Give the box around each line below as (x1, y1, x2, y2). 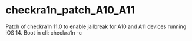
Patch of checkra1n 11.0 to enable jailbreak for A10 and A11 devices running (5, 23, 187, 30)
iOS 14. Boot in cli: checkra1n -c (5, 29, 82, 36)
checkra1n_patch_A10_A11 (5, 4, 135, 17)
